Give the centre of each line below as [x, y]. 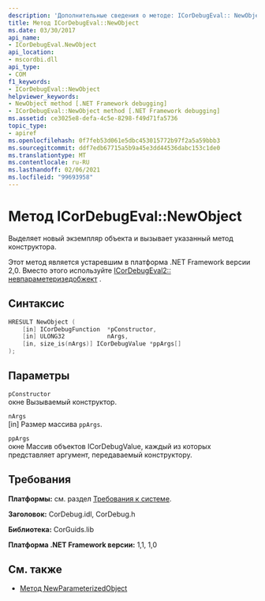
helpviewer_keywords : [44, 96]
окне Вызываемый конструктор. [62, 402]
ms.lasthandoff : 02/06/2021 [54, 170]
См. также [35, 570]
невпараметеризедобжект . [55, 278]
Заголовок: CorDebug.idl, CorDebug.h [72, 514]
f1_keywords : [30, 81]
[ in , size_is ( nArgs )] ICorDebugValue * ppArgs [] [102, 344]
